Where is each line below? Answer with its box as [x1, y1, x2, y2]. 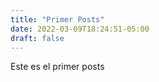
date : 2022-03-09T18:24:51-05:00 [10, 24, 150, 34]
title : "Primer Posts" [10, 14, 105, 25]
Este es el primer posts [10, 61, 105, 73]
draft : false [10, 33, 65, 43]
